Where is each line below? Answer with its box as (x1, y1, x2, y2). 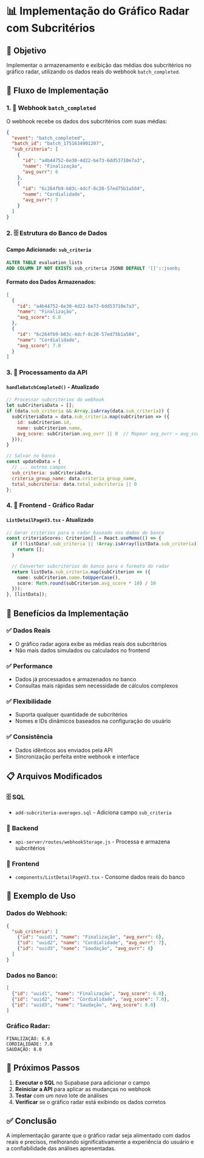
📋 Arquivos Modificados (6, 771, 103, 782)
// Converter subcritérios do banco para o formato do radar (12, 563, 170, 569)
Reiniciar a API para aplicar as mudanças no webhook (15, 1085, 151, 1092)
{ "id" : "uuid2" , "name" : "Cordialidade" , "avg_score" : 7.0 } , (12, 996, 170, 1002)
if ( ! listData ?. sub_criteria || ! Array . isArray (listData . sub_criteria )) (12, 541, 200, 547)
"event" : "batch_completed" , (12, 135, 86, 141)
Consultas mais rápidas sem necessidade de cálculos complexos (15, 682, 178, 689)
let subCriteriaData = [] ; (6, 403, 75, 409)
